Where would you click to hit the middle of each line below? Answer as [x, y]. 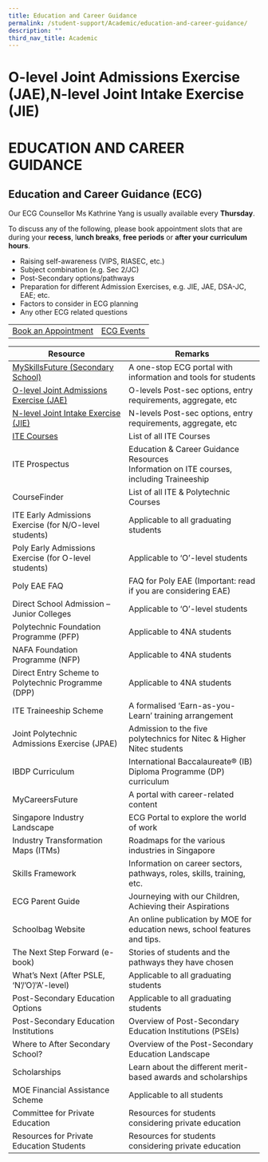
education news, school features [190, 930]
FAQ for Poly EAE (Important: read [192, 581]
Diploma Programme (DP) [177, 771]
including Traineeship [169, 479]
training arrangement [194, 716]
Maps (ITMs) [36, 851]
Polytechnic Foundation [57, 627]
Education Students [49, 1146]
